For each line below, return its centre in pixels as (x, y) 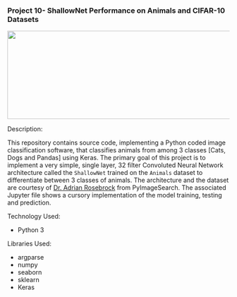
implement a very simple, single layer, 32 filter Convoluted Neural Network (115, 165)
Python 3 (31, 230)
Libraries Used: (29, 244)
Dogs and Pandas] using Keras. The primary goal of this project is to (107, 158)
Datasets (23, 19)
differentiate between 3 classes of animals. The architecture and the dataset (118, 180)
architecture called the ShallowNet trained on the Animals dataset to (105, 173)
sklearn (29, 280)
